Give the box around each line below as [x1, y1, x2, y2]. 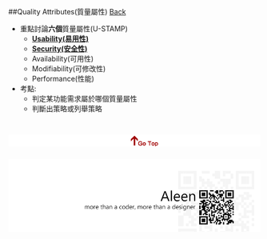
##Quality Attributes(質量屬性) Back [8, 7, 126, 16]
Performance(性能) [31, 74, 94, 83]
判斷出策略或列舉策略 [31, 104, 102, 114]
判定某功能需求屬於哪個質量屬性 [31, 94, 137, 103]
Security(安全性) [31, 44, 88, 54]
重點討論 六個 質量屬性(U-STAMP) [19, 24, 128, 34]
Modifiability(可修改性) [31, 64, 106, 74]
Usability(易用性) [31, 34, 90, 43]
